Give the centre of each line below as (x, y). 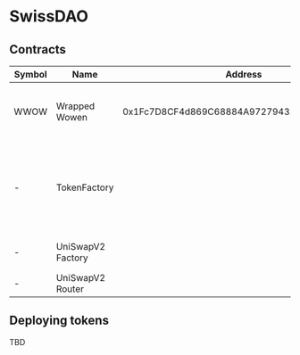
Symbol (30, 74)
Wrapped (75, 106)
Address (244, 74)
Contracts (38, 50)
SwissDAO (49, 17)
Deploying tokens (59, 321)
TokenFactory (85, 187)
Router (70, 289)
